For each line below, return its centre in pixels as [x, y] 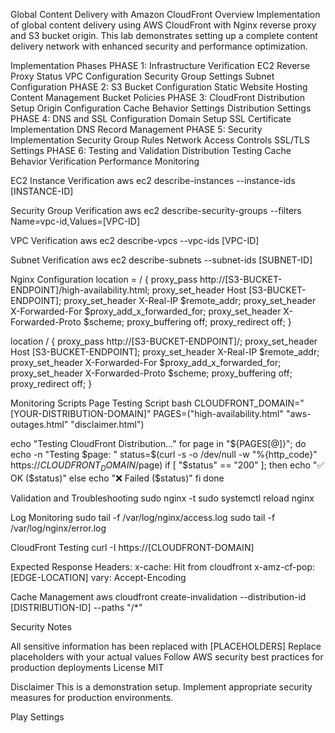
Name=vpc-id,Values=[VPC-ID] [75, 221]
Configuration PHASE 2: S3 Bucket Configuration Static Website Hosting [159, 87]
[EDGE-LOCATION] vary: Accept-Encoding [98, 577]
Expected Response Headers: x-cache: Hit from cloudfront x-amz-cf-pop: [163, 566]
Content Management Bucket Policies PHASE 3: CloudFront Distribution [157, 97]
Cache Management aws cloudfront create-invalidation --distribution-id [158, 596]
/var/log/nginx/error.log [58, 528]
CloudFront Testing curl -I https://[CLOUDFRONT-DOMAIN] [132, 547]
